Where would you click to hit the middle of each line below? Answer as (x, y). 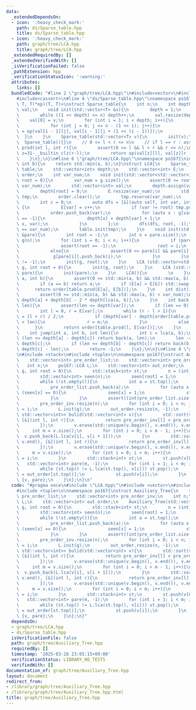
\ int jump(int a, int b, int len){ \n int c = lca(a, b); (101, 333)
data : (13, 11)
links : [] (29, 88)
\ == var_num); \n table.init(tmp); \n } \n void (91, 229)
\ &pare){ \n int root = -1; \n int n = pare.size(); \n (101, 235)
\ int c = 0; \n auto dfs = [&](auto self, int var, (99, 202)
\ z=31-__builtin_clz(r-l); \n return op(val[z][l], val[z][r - (104, 153)
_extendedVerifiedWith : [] (44, 60)
